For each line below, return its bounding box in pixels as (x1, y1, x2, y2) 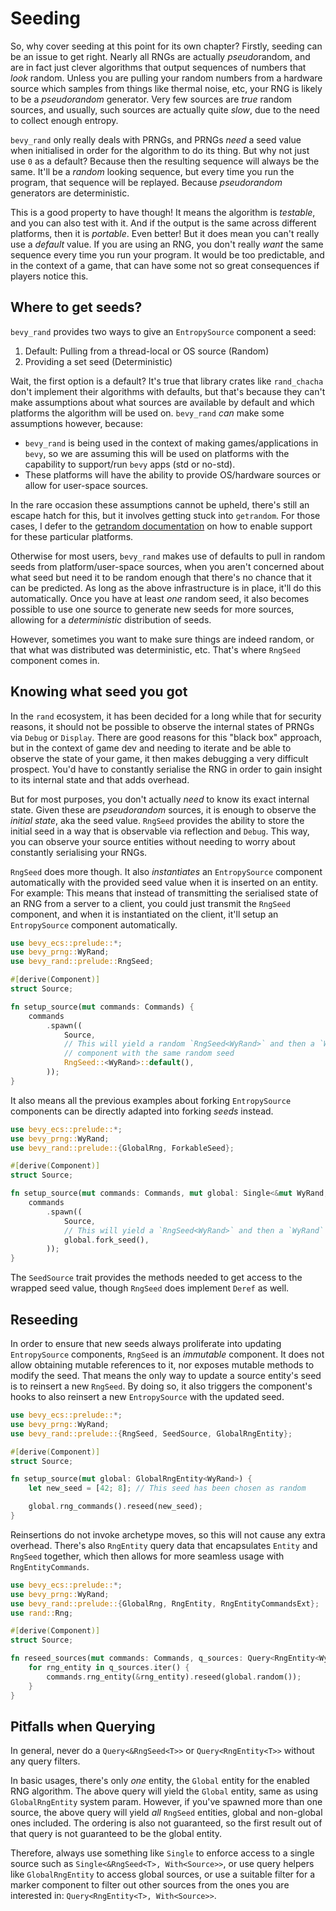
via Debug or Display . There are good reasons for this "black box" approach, (10, 731, 322, 743)
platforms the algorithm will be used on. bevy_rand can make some (10, 407, 285, 419)
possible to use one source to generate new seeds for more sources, (10, 603, 295, 615)
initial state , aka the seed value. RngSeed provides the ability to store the (10, 814, 305, 826)
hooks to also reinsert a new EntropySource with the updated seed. (10, 1391, 285, 1402)
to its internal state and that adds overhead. (10, 773, 190, 786)
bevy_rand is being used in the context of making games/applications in (24, 437, 319, 449)
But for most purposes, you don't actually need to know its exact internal (10, 793, 310, 805)
